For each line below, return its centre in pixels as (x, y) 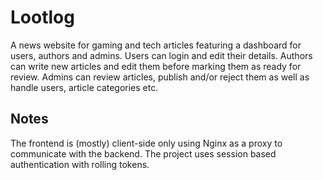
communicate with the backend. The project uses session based (143, 153)
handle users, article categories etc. (84, 87)
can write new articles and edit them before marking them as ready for (156, 66)
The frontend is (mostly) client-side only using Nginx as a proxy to (146, 143)
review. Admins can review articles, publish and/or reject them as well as (160, 77)
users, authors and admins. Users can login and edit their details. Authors (161, 55)
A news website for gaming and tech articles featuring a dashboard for (156, 45)
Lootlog (42, 17)
